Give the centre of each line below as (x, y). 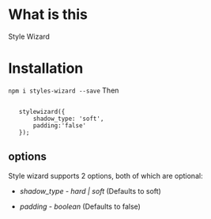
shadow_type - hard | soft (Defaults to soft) (90, 191)
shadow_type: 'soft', (68, 119)
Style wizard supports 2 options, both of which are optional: (105, 176)
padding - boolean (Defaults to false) (80, 206)
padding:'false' (60, 125)
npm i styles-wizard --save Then (64, 90)
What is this (48, 15)
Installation (46, 68)
